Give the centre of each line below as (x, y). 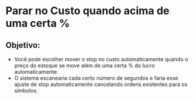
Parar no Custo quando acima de (88, 11)
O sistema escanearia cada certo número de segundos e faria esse (96, 78)
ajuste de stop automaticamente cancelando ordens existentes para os (101, 84)
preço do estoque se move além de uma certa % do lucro (85, 65)
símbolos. (26, 90)
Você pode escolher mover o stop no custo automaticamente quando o (101, 59)
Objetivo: (23, 45)
